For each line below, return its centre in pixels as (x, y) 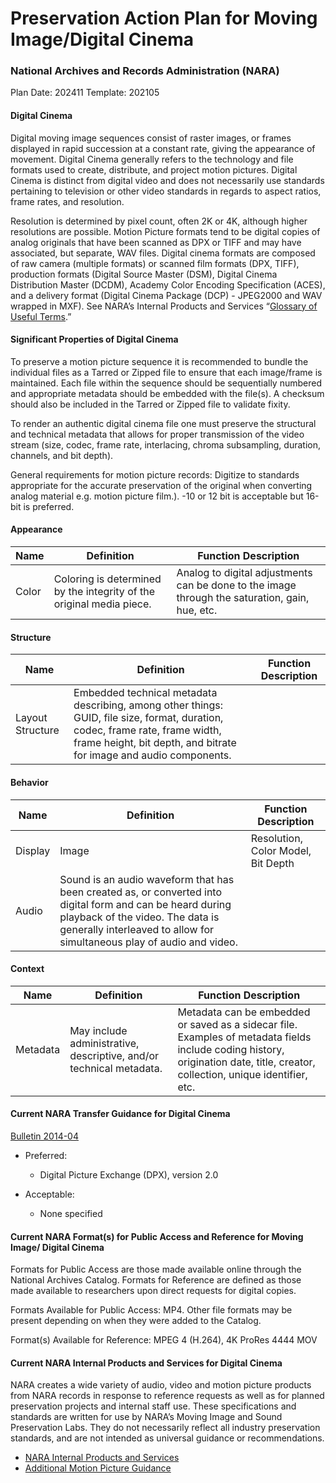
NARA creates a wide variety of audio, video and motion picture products (161, 1385)
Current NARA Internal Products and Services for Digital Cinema (146, 1363)
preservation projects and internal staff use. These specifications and (153, 1406)
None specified (71, 1213)
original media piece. (102, 604)
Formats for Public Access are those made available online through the (156, 1269)
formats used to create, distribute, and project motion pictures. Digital (154, 169)
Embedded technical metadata (145, 693)
